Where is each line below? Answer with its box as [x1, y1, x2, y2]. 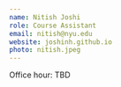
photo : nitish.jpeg [9, 46, 81, 54]
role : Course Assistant [9, 21, 97, 30]
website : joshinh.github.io [9, 37, 113, 47]
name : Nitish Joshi [9, 12, 81, 22]
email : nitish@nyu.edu [9, 29, 93, 38]
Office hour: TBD [9, 69, 71, 80]
